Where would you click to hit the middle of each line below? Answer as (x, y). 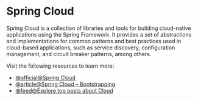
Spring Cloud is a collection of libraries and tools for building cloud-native (99, 28)
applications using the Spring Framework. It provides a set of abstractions (99, 34)
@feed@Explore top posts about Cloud (64, 90)
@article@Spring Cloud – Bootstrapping (65, 84)
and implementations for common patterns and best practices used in (94, 41)
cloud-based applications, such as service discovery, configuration (91, 48)
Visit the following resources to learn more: (60, 66)
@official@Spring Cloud (45, 77)
